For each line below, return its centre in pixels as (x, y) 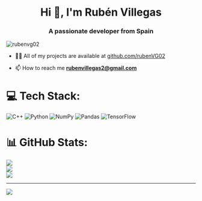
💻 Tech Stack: (43, 96)
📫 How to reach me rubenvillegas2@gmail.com (76, 68)
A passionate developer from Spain (101, 31)
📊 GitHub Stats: (47, 142)
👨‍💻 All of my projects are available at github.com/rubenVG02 (90, 56)
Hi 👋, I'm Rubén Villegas (101, 12)
